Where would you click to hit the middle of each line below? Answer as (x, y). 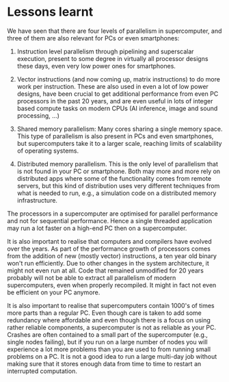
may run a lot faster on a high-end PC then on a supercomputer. (97, 228)
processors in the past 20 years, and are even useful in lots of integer (115, 101)
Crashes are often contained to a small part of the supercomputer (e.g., (108, 334)
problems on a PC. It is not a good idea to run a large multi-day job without (112, 356)
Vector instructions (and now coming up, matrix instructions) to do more (119, 79)
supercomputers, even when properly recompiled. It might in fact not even (112, 285)
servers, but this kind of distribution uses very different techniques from (118, 186)
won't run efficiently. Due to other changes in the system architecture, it (108, 263)
